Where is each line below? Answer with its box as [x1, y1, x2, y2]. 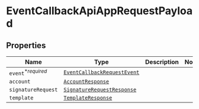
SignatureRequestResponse [63, 86, 137, 93]
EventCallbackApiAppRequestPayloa [6, 4, 193, 18]
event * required [9, 68, 47, 77]
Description [145, 58, 179, 66]
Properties [6, 40, 46, 50]
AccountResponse [63, 78, 110, 85]
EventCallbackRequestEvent [63, 69, 140, 76]
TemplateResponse [63, 95, 113, 101]
